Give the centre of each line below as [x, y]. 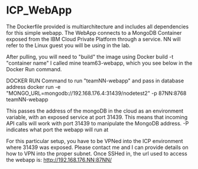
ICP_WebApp [39, 10]
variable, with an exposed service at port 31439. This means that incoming [97, 117]
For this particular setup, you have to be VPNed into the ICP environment [95, 141]
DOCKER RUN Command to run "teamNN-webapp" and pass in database [95, 81]
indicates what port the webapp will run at [57, 130]
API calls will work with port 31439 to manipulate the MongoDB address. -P [98, 123]
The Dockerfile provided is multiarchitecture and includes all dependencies [98, 26]
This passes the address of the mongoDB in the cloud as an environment [95, 111]
